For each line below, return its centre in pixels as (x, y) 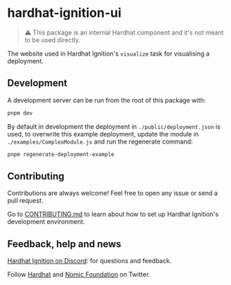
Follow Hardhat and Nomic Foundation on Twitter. (79, 274)
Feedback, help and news (64, 244)
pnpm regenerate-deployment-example (61, 154)
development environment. (46, 222)
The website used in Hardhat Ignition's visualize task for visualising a (108, 53)
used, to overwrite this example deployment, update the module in (103, 134)
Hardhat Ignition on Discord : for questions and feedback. (90, 261)
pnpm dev (20, 113)
